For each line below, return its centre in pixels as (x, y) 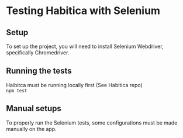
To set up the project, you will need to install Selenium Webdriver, (85, 46)
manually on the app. (31, 129)
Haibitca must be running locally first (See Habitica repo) (75, 85)
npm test (17, 91)
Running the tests (39, 71)
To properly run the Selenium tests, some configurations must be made (92, 123)
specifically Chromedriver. (38, 53)
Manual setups (34, 108)
